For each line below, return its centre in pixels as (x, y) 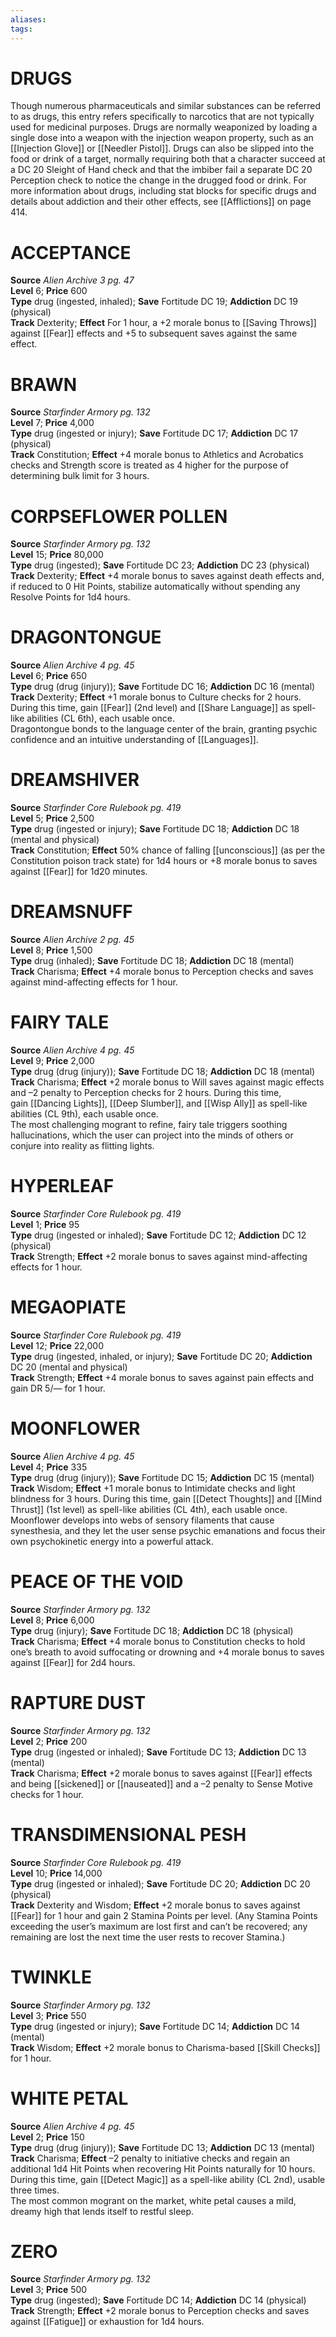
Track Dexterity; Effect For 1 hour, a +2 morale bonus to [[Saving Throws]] (163, 323)
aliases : (28, 19)
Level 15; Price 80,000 (57, 555)
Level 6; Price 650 (49, 676)
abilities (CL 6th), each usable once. (100, 718)
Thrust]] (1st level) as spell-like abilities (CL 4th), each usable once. (149, 1509)
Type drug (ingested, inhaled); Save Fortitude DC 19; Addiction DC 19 (154, 302)
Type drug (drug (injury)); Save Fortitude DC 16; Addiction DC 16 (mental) (163, 687)
